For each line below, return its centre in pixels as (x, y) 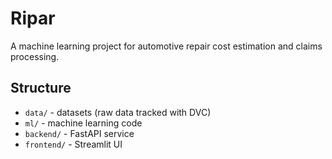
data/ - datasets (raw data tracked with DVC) (118, 112)
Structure (41, 88)
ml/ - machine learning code (83, 123)
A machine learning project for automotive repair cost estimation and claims (166, 46)
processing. (35, 56)
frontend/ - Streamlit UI (73, 144)
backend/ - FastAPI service (79, 133)
